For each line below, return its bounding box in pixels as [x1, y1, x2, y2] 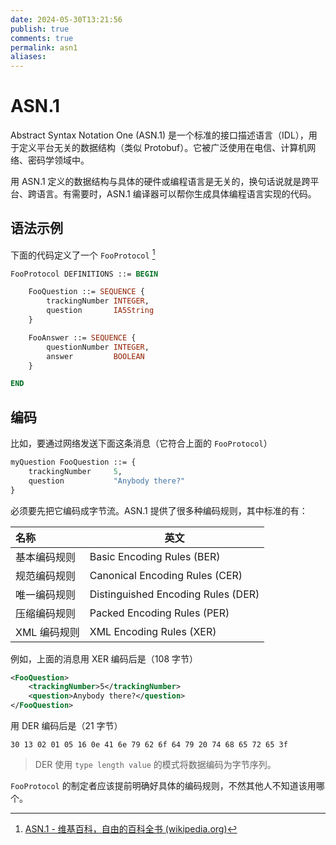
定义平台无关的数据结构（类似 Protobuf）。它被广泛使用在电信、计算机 [18, 142, 308, 154]
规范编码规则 [15, 569, 77, 583]
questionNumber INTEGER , [46, 342, 150, 352]
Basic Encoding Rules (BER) [89, 549, 221, 563]
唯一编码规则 [15, 587, 77, 601]
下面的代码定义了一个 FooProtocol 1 [10, 247, 156, 261]
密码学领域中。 [27, 154, 90, 166]
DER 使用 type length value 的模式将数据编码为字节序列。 [34, 759, 277, 771]
